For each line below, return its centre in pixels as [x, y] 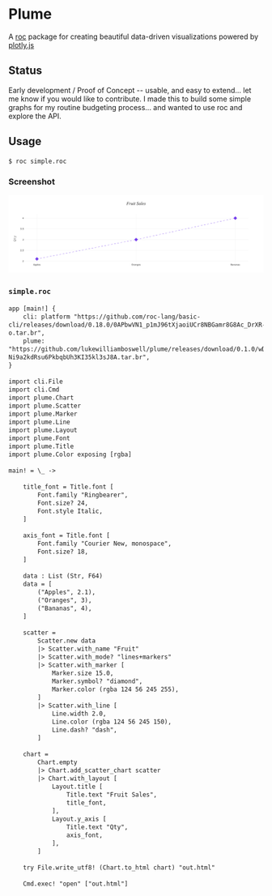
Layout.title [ [77, 787]
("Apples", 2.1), [66, 592]
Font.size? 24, [63, 503]
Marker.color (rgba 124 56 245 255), [115, 689]
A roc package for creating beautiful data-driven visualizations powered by [134, 36]
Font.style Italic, [70, 511]
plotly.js [21, 45]
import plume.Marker [43, 414]
